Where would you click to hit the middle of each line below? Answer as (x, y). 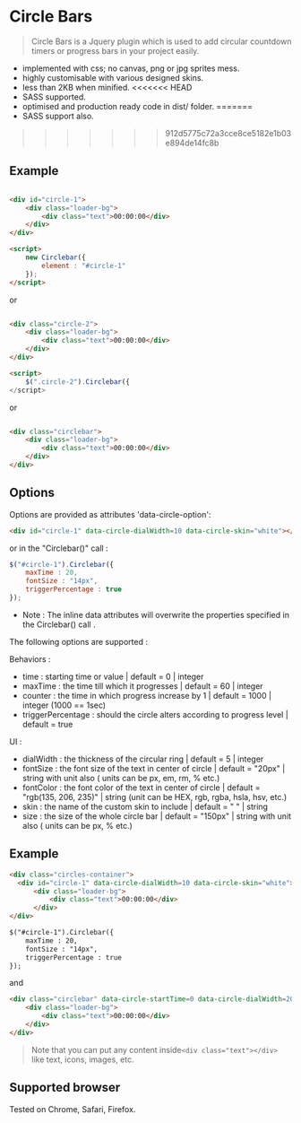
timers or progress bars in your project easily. (115, 50)
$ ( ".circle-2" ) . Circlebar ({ (77, 382)
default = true (47, 724)
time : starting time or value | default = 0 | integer (113, 676)
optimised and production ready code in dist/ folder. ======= (138, 106)
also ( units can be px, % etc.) (77, 825)
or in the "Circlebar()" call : (59, 548)
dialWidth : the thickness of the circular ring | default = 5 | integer (143, 759)
